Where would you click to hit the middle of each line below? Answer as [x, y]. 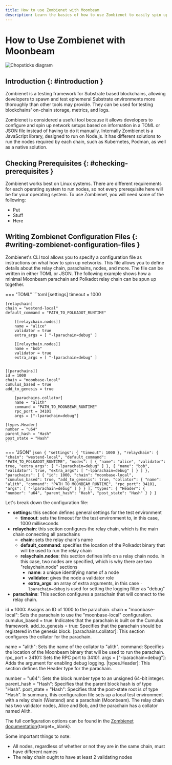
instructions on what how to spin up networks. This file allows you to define [85, 262]
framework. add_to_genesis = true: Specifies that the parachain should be [83, 626]
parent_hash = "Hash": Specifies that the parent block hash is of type [79, 684]
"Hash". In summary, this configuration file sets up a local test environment [84, 694]
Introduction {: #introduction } [55, 81]
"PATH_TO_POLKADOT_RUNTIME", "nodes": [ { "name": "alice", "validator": [86, 462]
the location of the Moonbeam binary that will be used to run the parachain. [85, 652]
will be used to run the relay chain [56, 550]
